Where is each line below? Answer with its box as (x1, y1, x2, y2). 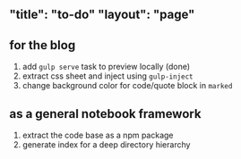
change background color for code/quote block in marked (22, 80, 233, 91)
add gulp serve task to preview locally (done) (22, 62, 191, 72)
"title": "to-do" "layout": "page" (9, 7, 195, 22)
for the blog (9, 38, 76, 53)
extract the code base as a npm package (22, 130, 174, 141)
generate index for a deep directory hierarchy (22, 139, 191, 150)
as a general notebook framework (9, 106, 202, 121)
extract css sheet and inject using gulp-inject (22, 71, 194, 81)
